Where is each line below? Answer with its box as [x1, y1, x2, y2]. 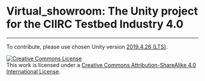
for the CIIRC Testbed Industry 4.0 [6, 17, 184, 31]
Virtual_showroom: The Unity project [6, 4, 198, 18]
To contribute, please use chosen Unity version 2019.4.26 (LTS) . [6, 43, 168, 50]
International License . [6, 68, 61, 75]
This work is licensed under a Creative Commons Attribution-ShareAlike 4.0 [6, 61, 196, 68]
